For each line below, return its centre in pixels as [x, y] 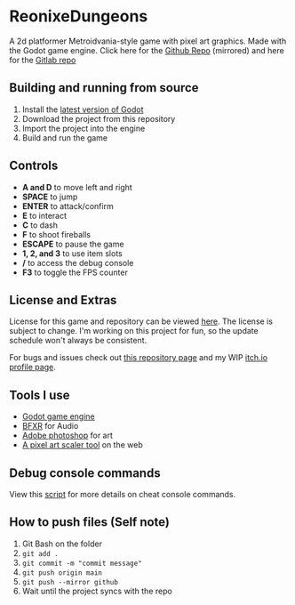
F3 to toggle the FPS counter [75, 272]
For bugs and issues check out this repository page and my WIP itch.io [139, 358]
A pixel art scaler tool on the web [83, 445]
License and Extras [63, 300]
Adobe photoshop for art [68, 436]
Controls [34, 166]
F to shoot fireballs [56, 234]
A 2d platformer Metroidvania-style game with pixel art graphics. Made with [148, 41]
